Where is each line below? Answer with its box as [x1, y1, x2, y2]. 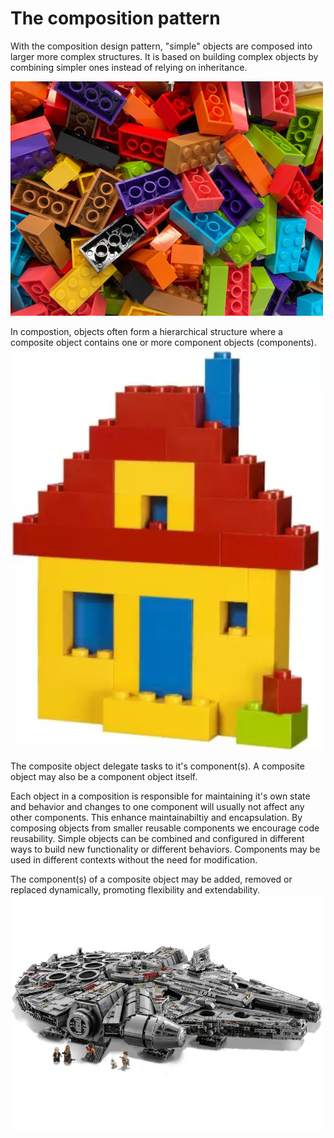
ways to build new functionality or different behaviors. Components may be [10, 843, 321, 855]
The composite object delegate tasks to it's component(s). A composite [10, 760, 305, 772]
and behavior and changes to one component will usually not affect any [10, 800, 305, 812]
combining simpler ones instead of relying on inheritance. [10, 61, 248, 73]
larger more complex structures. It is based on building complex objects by [10, 50, 319, 62]
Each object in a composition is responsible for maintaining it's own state [10, 790, 311, 802]
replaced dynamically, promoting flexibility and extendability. [10, 883, 260, 896]
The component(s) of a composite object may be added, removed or [10, 873, 293, 885]
